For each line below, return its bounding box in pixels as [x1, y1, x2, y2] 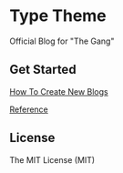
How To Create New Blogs [9, 86, 108, 97]
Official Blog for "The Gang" [9, 36, 115, 46]
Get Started [9, 62, 77, 77]
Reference [9, 104, 48, 115]
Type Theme [9, 5, 107, 26]
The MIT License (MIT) [9, 154, 96, 165]
